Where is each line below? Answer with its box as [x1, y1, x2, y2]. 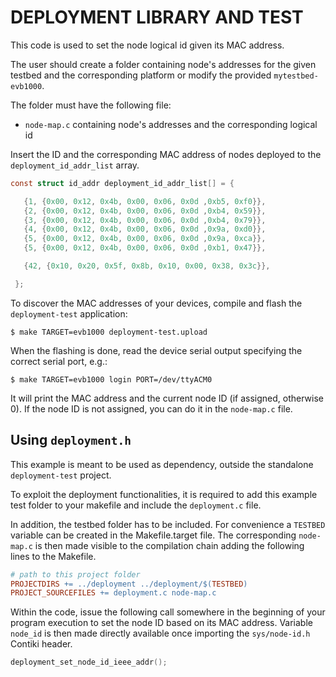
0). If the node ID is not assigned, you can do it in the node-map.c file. [10, 402, 293, 415]
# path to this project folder [10, 569, 141, 580]
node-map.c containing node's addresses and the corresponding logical [24, 118, 318, 130]
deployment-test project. [10, 469, 112, 481]
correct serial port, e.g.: [10, 355, 108, 367]
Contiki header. [10, 638, 73, 650]
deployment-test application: [10, 307, 128, 320]
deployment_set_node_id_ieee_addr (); [10, 657, 168, 668]
